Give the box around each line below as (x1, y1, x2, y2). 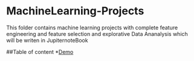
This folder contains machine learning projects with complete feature (6, 24, 178, 31)
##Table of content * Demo (6, 48, 74, 55)
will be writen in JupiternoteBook (6, 36, 89, 44)
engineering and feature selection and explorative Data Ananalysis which (6, 30, 189, 37)
